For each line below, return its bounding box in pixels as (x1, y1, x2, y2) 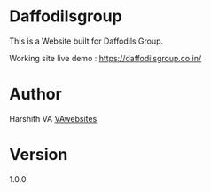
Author (9, 84, 62, 104)
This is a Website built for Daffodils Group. (9, 36, 164, 46)
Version (9, 145, 68, 165)
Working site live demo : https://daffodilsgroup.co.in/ (9, 52, 202, 63)
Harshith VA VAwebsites (9, 113, 98, 124)
